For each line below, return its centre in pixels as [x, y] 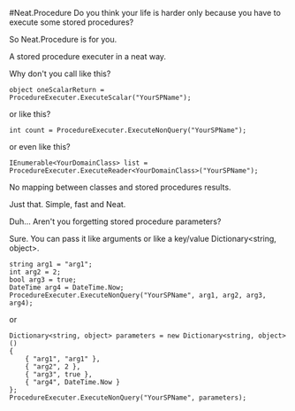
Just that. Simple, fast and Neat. [68, 204]
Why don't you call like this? [60, 74]
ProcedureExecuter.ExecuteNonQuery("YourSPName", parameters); [128, 398]
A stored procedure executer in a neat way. [87, 56]
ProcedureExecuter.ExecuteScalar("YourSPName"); [100, 97]
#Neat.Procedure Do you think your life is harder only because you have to [145, 13]
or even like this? [40, 147]
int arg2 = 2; [35, 272]
